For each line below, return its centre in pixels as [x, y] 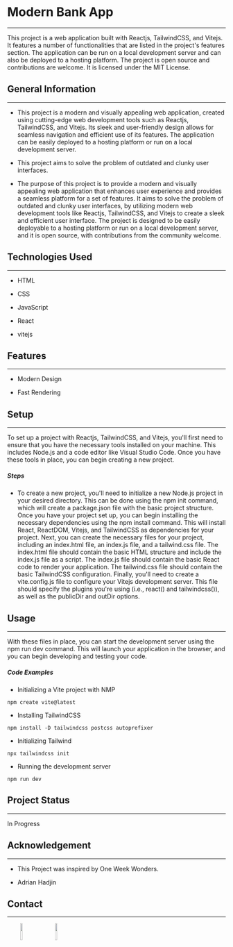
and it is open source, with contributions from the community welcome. [119, 235]
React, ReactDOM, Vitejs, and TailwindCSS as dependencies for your [115, 530]
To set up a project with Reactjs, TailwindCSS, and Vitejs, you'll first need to [115, 437]
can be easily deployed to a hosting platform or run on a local [105, 142]
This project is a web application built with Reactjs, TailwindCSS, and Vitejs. [115, 37]
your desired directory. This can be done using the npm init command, [118, 501]
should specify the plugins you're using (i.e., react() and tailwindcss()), [118, 589]
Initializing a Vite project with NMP [66, 689]
